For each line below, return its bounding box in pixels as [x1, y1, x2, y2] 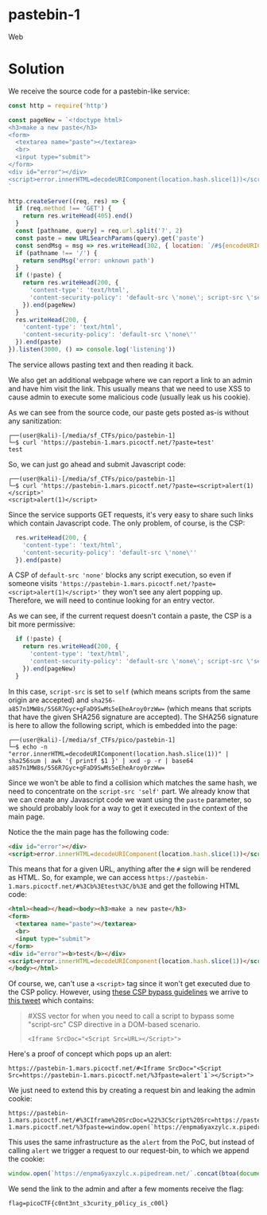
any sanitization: [8, 416, 62, 426]
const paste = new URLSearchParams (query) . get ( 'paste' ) [15, 234, 204, 242]
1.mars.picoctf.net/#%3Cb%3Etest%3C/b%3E [8, 883, 148, 891]
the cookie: [8, 1154, 45, 1164]
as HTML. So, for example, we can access [8, 873, 146, 883]
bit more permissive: [8, 619, 75, 629]
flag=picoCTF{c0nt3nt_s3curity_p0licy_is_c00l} [8, 1200, 169, 1208]
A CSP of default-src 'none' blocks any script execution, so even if [8, 570, 232, 580]
